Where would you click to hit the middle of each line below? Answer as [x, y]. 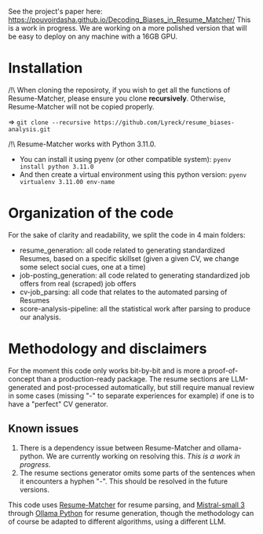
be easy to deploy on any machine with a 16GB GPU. [93, 36]
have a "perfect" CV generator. [58, 403]
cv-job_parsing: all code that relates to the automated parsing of [123, 292]
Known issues [44, 429]
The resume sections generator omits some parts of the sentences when [137, 473]
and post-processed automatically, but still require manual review [149, 387]
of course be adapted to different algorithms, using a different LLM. [117, 521]
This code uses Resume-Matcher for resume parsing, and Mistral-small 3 [126, 505]
